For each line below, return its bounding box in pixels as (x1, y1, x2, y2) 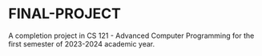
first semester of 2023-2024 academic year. (8, 39, 155, 48)
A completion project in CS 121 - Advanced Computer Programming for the (8, 31, 255, 40)
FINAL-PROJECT (8, 5, 122, 23)
